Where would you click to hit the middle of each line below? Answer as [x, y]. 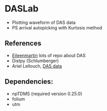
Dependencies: [29, 82]
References [23, 44]
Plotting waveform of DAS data [44, 22]
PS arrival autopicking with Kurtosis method [57, 27]
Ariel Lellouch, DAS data [37, 66]
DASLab [21, 9]
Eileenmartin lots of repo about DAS [49, 55]
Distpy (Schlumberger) [35, 61]
